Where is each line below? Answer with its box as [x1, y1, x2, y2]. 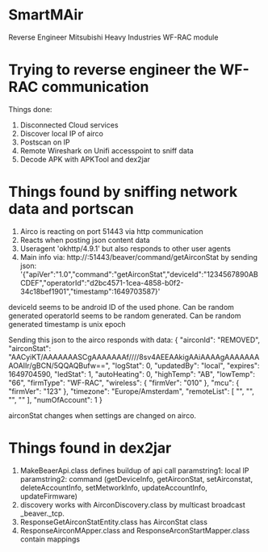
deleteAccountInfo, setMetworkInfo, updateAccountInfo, [19, 483, 208, 492]
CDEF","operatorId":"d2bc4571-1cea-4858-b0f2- [19, 278, 184, 287]
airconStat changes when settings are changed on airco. [8, 410, 196, 420]
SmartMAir [8, 6, 84, 24]
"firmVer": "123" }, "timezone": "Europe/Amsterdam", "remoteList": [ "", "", [8, 386, 254, 396]
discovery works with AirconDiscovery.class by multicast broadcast [19, 500, 246, 509]
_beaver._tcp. [19, 508, 65, 518]
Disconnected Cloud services [19, 119, 119, 130]
